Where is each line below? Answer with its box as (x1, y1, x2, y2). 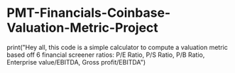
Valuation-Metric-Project (6, 20, 159, 36)
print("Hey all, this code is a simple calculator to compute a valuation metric (6, 43, 228, 51)
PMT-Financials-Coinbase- (6, 5, 171, 21)
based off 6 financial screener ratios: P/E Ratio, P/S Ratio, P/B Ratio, (6, 51, 205, 59)
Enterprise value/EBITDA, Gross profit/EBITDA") (6, 58, 146, 66)
